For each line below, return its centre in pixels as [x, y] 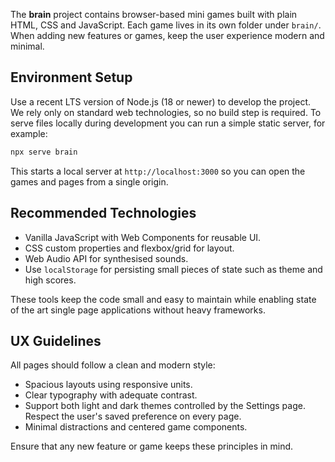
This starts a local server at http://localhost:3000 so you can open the [158, 171]
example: [29, 133]
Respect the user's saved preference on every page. [133, 416]
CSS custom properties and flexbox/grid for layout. [129, 248]
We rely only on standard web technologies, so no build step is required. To [166, 112]
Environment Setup [71, 77]
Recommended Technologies [103, 213]
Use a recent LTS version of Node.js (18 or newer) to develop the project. [161, 101]
